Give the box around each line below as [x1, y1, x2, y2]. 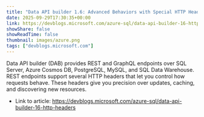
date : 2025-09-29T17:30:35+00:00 [6, 15, 91, 21]
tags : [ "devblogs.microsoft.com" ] [6, 43, 94, 49]
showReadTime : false [6, 32, 59, 38]
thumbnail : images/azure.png [6, 37, 80, 43]
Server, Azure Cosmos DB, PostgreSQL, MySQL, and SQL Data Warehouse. [6, 66, 194, 73]
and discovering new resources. [6, 85, 87, 93]
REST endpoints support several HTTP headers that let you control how [6, 73, 185, 80]
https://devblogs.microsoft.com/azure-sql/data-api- [52, 97, 182, 104]
